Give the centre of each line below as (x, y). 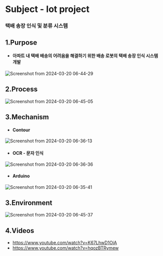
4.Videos (20, 231)
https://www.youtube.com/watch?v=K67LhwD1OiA (65, 243)
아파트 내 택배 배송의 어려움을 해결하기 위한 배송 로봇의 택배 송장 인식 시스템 (85, 56)
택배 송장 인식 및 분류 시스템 (36, 26)
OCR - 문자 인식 (28, 153)
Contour (21, 130)
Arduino (21, 176)
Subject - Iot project (47, 9)
